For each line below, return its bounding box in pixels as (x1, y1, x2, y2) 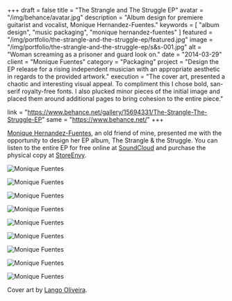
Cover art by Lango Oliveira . (7, 286, 88, 294)
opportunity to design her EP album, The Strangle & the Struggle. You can (7, 136, 218, 145)
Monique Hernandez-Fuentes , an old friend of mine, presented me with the (7, 129, 222, 137)
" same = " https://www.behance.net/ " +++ (41, 115, 164, 124)
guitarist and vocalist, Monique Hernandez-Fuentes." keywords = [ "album (7, 21, 220, 29)
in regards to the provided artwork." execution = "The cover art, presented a (7, 72, 226, 81)
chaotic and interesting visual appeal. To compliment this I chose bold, (7, 80, 209, 88)
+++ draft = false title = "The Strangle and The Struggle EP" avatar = (7, 6, 204, 14)
